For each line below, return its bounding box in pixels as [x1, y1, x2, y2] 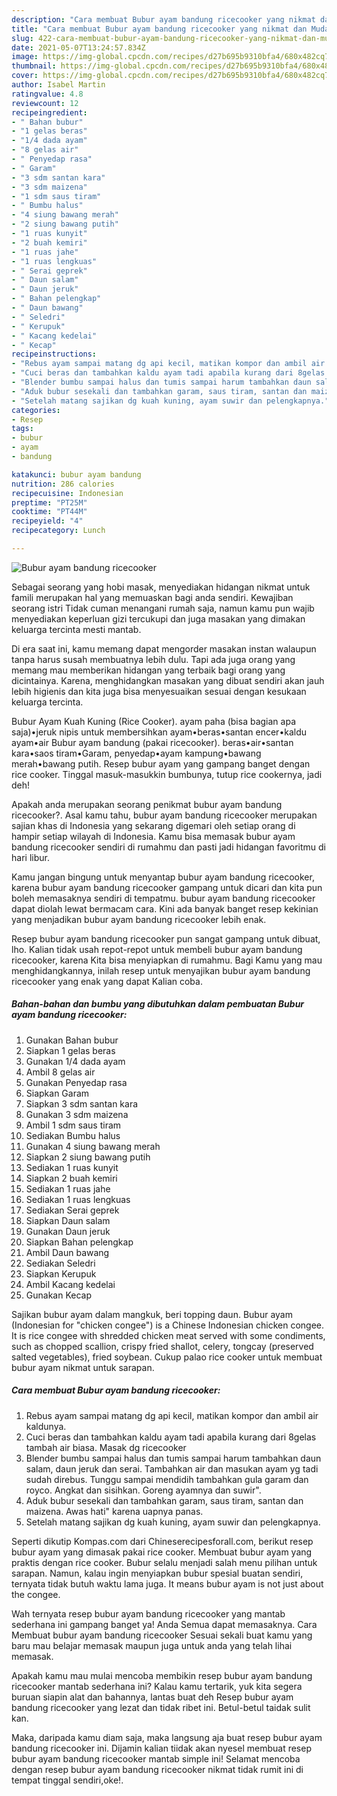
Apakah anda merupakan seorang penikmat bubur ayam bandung [11, 798, 283, 810]
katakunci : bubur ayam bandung [11, 469, 142, 480]
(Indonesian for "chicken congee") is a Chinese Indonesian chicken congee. [11, 1319, 325, 1331]
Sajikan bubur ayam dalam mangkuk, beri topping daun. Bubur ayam [11, 1308, 293, 1320]
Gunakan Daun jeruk [25, 1225, 111, 1237]
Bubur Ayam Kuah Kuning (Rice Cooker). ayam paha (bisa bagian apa [11, 715, 296, 727]
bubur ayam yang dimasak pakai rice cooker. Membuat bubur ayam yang [11, 1546, 313, 1558]
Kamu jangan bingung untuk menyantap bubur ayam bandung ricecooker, [11, 871, 315, 883]
